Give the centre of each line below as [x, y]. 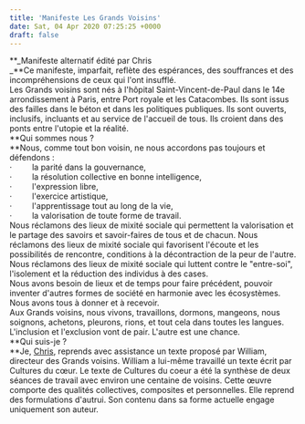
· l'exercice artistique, [59, 196]
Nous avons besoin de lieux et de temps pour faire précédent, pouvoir [141, 284]
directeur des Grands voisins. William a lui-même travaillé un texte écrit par [151, 361]
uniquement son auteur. [54, 409]
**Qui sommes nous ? [52, 139]
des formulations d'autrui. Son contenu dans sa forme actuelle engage [142, 400]
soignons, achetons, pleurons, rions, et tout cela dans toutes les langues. [147, 322]
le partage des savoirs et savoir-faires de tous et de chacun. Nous [134, 235]
